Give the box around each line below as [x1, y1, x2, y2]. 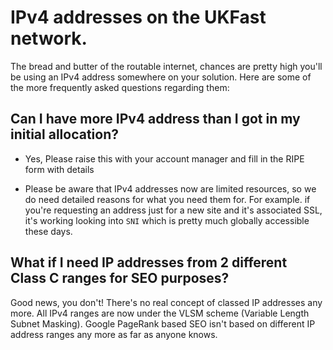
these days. [24, 225, 73, 237]
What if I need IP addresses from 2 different [10, 254, 288, 271]
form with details [24, 163, 95, 175]
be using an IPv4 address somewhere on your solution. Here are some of [10, 71, 312, 83]
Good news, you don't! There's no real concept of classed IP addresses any [10, 296, 323, 308]
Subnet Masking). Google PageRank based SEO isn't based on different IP [10, 317, 316, 330]
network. [10, 27, 88, 50]
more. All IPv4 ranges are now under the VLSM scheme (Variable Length [10, 307, 310, 319]
